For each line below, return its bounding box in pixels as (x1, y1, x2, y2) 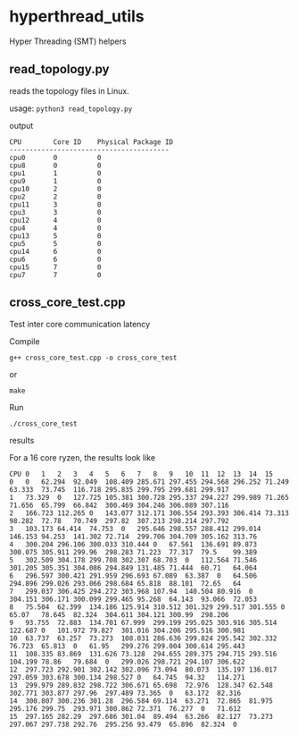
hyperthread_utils (9, 6, 145, 27)
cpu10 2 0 (9, 184, 102, 193)
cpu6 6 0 (9, 255, 102, 264)
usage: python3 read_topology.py (9, 103, 133, 114)
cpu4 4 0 (9, 224, 102, 233)
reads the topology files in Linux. (9, 85, 129, 96)
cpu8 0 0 (9, 161, 102, 170)
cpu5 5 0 (9, 239, 102, 248)
